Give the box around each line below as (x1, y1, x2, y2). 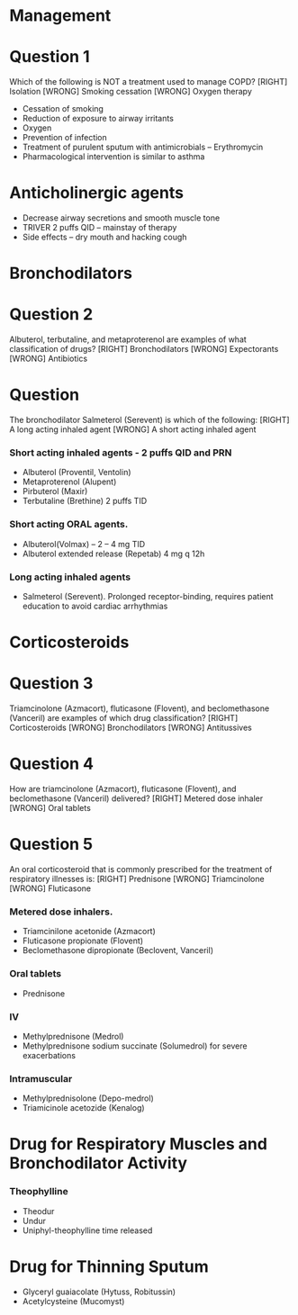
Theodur (22, 1205, 55, 1216)
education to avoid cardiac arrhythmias (22, 600, 168, 612)
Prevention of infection (22, 132, 108, 143)
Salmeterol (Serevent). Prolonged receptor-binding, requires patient (22, 591, 274, 602)
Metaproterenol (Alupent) (22, 476, 117, 487)
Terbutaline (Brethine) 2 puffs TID (22, 496, 147, 507)
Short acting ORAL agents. (9, 518, 129, 531)
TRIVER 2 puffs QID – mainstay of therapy (22, 222, 177, 233)
